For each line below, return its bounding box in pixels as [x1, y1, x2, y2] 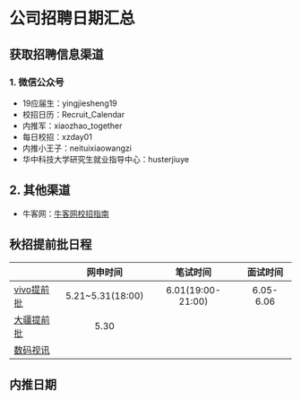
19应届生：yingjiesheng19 [21, 98, 118, 109]
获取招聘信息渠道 [9, 47, 104, 62]
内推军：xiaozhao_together [21, 120, 123, 131]
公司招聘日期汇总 [9, 8, 136, 29]
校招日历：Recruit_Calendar [21, 109, 125, 119]
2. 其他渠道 [9, 183, 71, 198]
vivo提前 [13, 283, 50, 296]
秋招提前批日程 [9, 237, 92, 252]
